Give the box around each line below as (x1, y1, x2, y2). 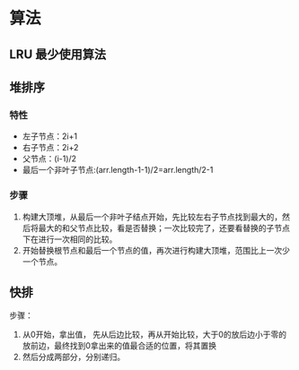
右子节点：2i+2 (22, 142, 79, 153)
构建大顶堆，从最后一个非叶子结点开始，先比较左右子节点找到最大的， (22, 211, 283, 222)
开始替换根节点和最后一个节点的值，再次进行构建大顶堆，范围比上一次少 (22, 245, 290, 255)
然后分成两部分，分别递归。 (22, 351, 126, 363)
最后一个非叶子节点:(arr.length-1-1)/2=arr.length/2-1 (22, 165, 214, 176)
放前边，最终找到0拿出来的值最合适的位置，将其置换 (22, 340, 217, 351)
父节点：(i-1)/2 (22, 153, 77, 164)
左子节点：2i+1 (22, 131, 78, 142)
